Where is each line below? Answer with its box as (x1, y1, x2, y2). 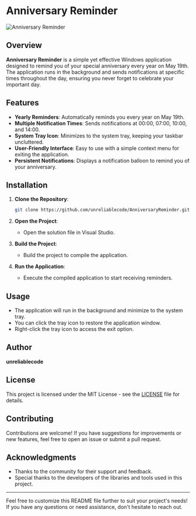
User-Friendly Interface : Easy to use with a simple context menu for (14, 145, 180, 152)
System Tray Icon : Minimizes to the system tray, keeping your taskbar (14, 132, 184, 139)
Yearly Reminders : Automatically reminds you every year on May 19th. (14, 113, 185, 121)
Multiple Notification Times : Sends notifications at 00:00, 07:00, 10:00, (14, 119, 187, 127)
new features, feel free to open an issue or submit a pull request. (6, 435, 162, 443)
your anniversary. (14, 163, 57, 170)
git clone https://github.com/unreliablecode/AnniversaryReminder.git (14, 207, 190, 213)
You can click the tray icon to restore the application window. (14, 319, 162, 326)
